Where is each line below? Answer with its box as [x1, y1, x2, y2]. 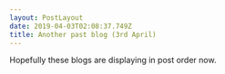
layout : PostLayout [9, 13, 84, 23]
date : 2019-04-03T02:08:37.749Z [9, 22, 132, 31]
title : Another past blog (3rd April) [9, 30, 157, 39]
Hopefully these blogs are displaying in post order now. [9, 55, 217, 66]
